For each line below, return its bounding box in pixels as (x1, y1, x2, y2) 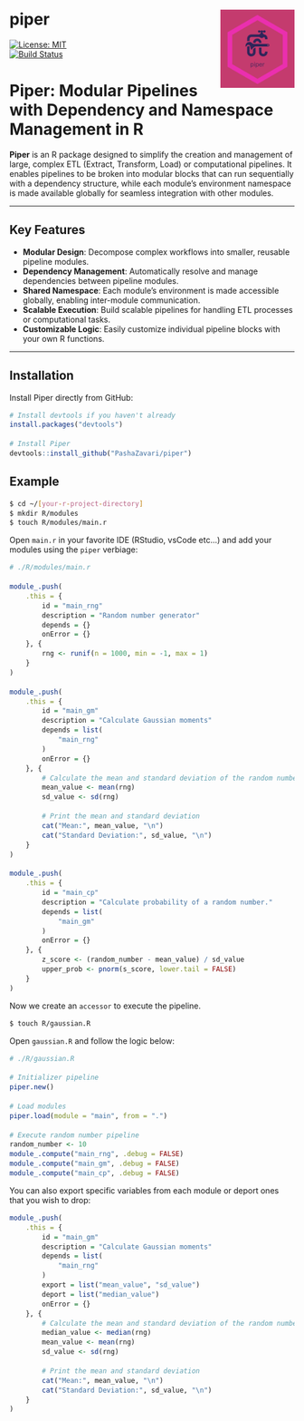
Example (9, 474, 60, 490)
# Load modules (9, 1102, 67, 1111)
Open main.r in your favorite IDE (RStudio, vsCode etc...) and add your (9, 535, 272, 546)
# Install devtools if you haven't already (9, 411, 176, 420)
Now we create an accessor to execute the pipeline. (9, 1000, 202, 1011)
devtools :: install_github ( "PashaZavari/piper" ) (9, 449, 193, 458)
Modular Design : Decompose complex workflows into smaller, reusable (22, 246, 290, 258)
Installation (9, 368, 74, 384)
